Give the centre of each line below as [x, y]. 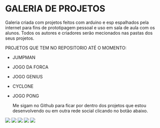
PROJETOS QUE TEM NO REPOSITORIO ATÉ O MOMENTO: [66, 48]
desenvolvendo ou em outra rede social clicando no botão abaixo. [80, 111]
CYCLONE [23, 86]
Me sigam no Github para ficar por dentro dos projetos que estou [79, 105]
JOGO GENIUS [28, 76]
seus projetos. [20, 38]
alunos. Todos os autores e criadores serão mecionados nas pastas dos [79, 33]
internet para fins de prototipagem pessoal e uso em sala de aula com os [80, 27]
